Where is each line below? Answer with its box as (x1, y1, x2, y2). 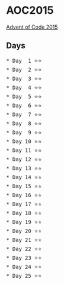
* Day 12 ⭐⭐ (6, 156, 42, 163)
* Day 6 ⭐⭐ (6, 102, 42, 109)
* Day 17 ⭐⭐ (6, 201, 42, 207)
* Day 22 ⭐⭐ (6, 246, 42, 252)
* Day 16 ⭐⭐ (6, 192, 42, 198)
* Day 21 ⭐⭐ (6, 237, 42, 243)
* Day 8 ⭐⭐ (6, 120, 42, 127)
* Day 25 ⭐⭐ (6, 272, 42, 279)
